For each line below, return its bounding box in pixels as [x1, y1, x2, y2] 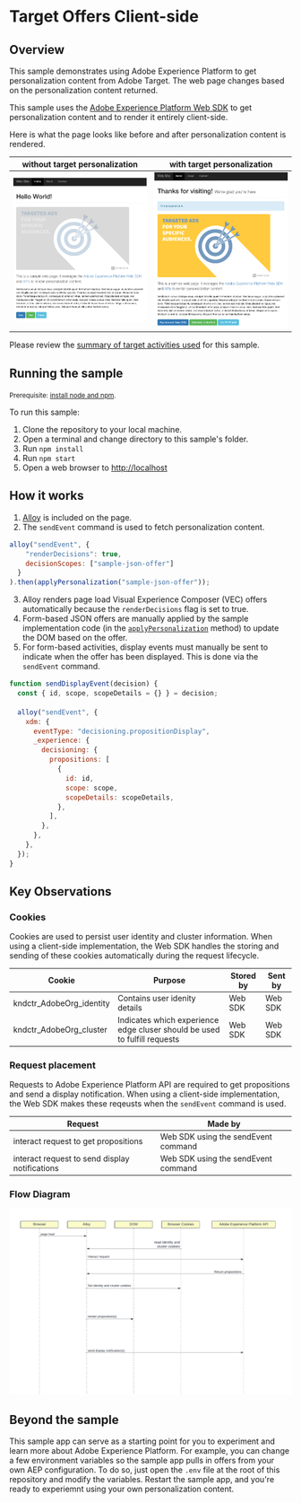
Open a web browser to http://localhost [21, 462, 168, 473]
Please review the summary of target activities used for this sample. [9, 339, 260, 351]
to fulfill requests [117, 1034, 180, 1044]
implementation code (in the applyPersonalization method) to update [21, 623, 279, 634]
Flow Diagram [9, 1187, 71, 1200]
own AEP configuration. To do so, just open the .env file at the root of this [9, 1464, 280, 1475]
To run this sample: [9, 406, 81, 417]
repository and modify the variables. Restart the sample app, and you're [9, 1474, 275, 1485]
